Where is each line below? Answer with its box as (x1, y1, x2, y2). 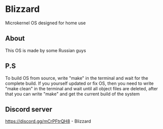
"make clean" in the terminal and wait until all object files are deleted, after (5, 85, 158, 91)
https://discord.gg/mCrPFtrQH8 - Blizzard (5, 118, 91, 125)
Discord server (5, 105, 52, 114)
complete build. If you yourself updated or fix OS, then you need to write (5, 80, 154, 86)
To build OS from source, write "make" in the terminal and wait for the (5, 75, 149, 81)
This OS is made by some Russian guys (5, 47, 86, 53)
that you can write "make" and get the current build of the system (5, 91, 140, 97)
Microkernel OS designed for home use (5, 20, 86, 26)
